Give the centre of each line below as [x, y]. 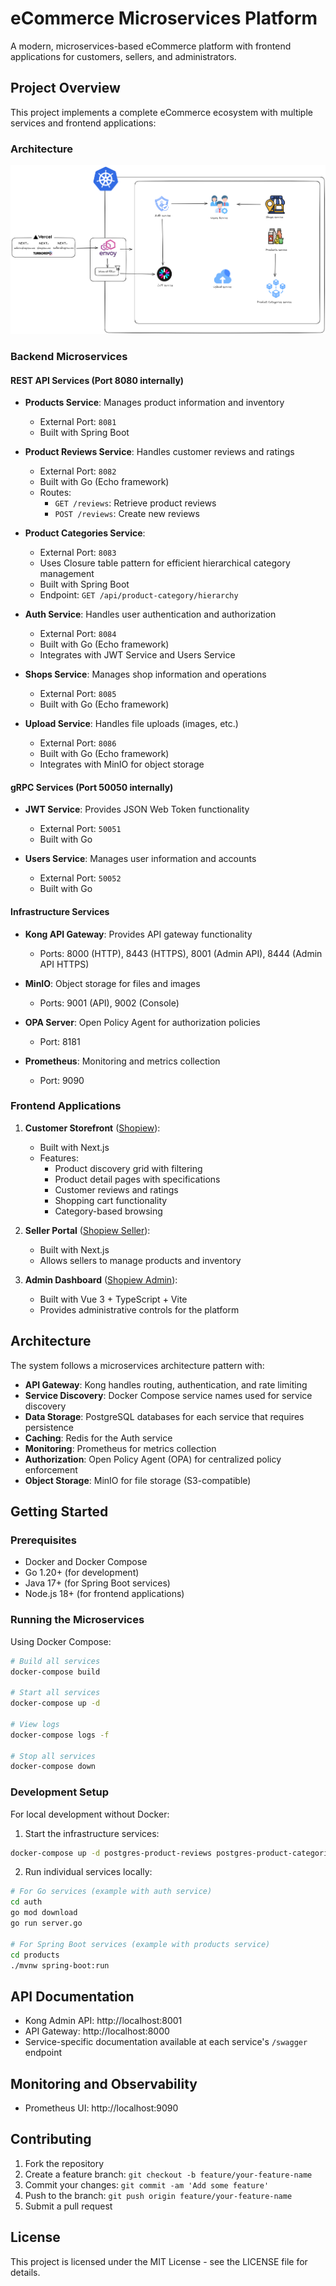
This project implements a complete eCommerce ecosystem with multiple [161, 112]
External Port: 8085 [78, 694]
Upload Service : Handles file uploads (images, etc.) [131, 724]
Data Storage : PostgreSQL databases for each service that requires [164, 1416]
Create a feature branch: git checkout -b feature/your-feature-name [168, 2174]
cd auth [26, 1902]
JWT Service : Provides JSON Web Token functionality [137, 809]
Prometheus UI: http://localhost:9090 [101, 2108]
